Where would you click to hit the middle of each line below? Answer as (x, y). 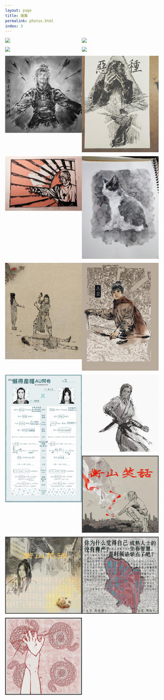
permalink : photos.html (29, 21)
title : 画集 (16, 16)
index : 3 (14, 26)
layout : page (18, 10)
